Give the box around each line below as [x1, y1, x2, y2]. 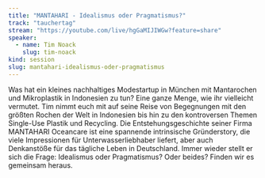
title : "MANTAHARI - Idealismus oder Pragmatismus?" [8, 11, 186, 20]
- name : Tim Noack [15, 41, 77, 49]
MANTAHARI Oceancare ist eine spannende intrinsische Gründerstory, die [8, 127, 251, 136]
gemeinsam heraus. [8, 160, 73, 170]
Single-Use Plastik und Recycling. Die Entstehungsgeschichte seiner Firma [8, 118, 252, 127]
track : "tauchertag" [8, 19, 77, 27]
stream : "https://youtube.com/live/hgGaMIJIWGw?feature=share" [8, 26, 222, 34]
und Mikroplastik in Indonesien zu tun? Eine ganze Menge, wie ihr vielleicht [8, 93, 254, 103]
